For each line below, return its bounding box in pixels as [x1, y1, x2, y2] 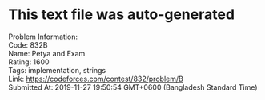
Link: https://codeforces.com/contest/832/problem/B [8, 74, 184, 83]
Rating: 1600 [8, 57, 50, 67]
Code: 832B [8, 40, 48, 49]
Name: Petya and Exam [8, 48, 86, 58]
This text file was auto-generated [8, 6, 235, 24]
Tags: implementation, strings [8, 65, 106, 75]
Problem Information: [8, 32, 78, 41]
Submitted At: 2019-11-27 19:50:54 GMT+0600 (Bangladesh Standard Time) [8, 82, 258, 92]
